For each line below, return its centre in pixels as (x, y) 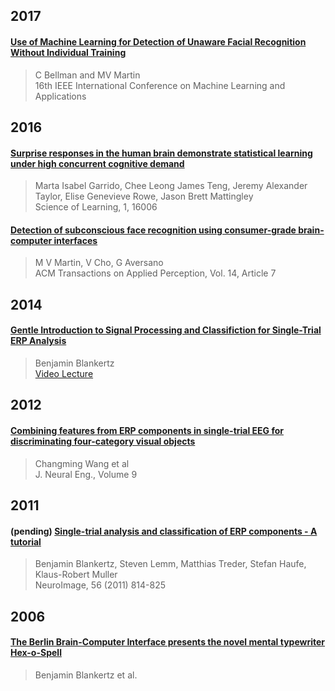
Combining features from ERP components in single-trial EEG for (147, 430)
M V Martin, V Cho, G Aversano (99, 263)
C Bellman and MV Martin (87, 75)
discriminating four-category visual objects (103, 441)
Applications (60, 96)
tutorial (26, 541)
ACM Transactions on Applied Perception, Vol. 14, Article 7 (155, 273)
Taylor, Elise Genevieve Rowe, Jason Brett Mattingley (144, 196)
